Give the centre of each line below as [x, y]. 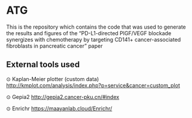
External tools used [43, 65]
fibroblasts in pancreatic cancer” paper [54, 46]
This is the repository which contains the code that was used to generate [96, 27]
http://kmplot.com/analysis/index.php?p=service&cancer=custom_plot [93, 85]
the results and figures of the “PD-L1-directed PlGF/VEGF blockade [89, 33]
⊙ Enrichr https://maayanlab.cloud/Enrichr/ [59, 108]
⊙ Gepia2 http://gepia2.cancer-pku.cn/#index [63, 97]
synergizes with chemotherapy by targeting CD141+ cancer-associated [94, 39]
